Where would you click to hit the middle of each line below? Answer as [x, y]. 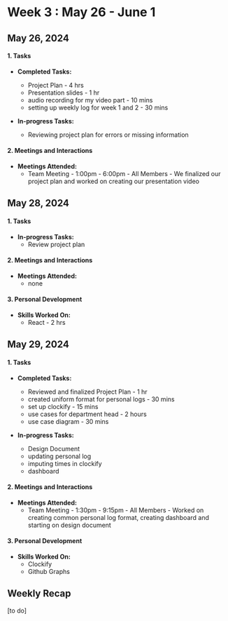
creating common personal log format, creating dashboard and [119, 517]
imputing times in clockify [65, 463]
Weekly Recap [39, 594]
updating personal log [59, 456]
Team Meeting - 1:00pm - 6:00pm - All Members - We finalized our [124, 173]
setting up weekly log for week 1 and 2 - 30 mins [98, 107]
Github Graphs [49, 571]
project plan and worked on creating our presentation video [113, 181]
